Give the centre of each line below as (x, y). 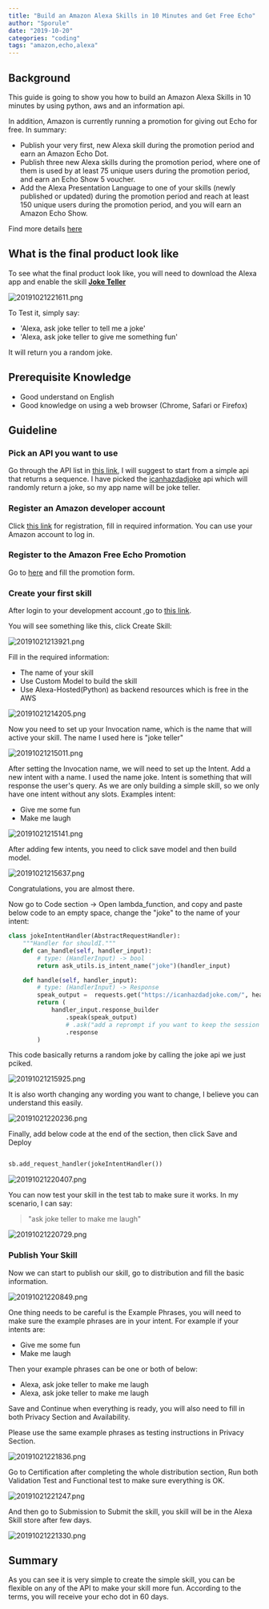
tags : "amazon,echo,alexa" (53, 46)
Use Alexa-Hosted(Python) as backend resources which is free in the (134, 690)
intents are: (27, 1329)
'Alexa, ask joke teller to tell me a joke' (82, 328)
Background (39, 78)
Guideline (33, 430)
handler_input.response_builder (105, 1010)
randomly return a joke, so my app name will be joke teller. (104, 488)
